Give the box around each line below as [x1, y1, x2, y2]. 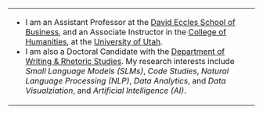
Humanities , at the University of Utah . [25, 37, 163, 47]
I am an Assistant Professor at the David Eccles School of [25, 17, 236, 27]
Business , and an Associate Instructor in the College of [25, 27, 227, 37]
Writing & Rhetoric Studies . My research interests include [25, 56, 235, 66]
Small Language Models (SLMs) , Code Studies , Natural [25, 66, 229, 77]
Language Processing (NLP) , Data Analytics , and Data [25, 76, 226, 86]
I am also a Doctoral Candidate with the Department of [25, 46, 225, 57]
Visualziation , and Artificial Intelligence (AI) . [25, 85, 186, 96]
